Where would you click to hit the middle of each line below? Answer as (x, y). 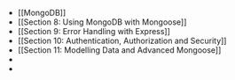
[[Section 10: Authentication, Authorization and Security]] (122, 40)
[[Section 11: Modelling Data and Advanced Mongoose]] (119, 50)
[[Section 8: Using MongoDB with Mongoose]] (102, 22)
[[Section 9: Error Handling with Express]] (94, 31)
